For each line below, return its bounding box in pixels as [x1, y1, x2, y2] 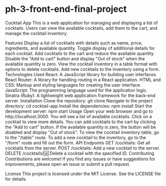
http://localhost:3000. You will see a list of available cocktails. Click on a [5, 113, 152, 119]
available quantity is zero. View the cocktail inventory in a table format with [5, 61, 158, 67]
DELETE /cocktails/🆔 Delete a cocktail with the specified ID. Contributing [5, 150, 155, 156]
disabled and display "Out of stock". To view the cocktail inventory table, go [5, 129, 160, 135]
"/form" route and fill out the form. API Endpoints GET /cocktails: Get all [5, 139, 151, 145]
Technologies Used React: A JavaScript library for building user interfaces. [5, 71, 157, 77]
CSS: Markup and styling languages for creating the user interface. [5, 82, 142, 88]
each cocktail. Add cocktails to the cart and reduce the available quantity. [5, 50, 155, 56]
